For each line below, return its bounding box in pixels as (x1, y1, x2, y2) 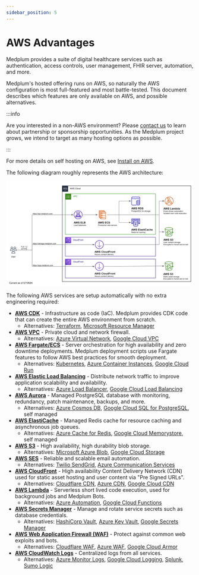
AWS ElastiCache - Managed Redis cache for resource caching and (14, 417, 182, 424)
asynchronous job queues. (14, 424, 80, 431)
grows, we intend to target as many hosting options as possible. (6, 134, 162, 141)
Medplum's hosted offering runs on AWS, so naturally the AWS (6, 80, 160, 87)
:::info (6, 110, 20, 117)
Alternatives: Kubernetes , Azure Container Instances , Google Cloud (23, 360, 189, 368)
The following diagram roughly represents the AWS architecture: (6, 169, 164, 176)
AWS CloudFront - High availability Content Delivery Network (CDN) (14, 467, 183, 475)
